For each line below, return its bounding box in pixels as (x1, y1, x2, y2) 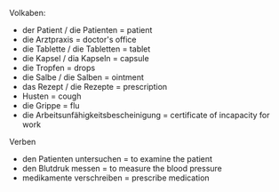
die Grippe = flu (21, 100, 80, 110)
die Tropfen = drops (21, 62, 96, 73)
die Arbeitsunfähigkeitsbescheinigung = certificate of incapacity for (21, 110, 270, 120)
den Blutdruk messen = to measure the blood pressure (21, 164, 222, 173)
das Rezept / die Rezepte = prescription (21, 82, 168, 92)
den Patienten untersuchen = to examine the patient (21, 154, 213, 164)
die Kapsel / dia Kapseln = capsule (21, 53, 149, 63)
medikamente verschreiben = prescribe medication (21, 172, 211, 183)
